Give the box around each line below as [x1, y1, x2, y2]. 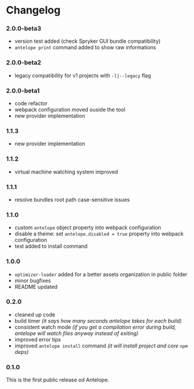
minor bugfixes [14, 277, 51, 284]
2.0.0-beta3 [6, 25, 41, 33]
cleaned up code [14, 311, 56, 318]
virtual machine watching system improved [14, 168, 119, 175]
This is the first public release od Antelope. [6, 376, 109, 384]
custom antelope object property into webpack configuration [14, 224, 162, 231]
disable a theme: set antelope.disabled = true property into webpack [14, 230, 184, 237]
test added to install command [14, 243, 88, 250]
